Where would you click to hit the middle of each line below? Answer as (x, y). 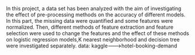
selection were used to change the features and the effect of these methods (98, 33)
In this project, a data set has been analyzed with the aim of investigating (94, 8)
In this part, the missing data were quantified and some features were (90, 21)
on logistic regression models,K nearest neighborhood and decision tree (93, 39)
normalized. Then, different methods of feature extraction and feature (90, 27)
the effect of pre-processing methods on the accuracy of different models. (96, 15)
